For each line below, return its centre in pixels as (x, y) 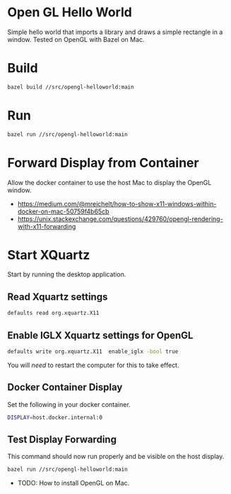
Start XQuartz (49, 255)
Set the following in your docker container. (69, 404)
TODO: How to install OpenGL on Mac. (73, 483)
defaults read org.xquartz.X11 (53, 313)
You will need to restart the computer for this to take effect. (93, 365)
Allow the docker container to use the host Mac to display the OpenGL (109, 182)
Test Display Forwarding (62, 439)
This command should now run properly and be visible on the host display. (116, 456)
